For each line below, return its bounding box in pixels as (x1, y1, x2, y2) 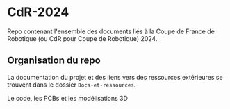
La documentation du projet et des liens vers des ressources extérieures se (7, 73, 224, 81)
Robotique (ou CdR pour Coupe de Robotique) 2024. (7, 34, 158, 42)
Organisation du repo (7, 55, 101, 67)
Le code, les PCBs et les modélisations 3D (7, 94, 129, 102)
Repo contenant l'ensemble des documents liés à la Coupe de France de (7, 27, 215, 35)
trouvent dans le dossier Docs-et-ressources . (7, 81, 136, 89)
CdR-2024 (7, 4, 69, 20)
